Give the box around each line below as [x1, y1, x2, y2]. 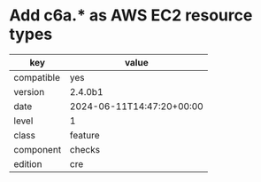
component [13, 143, 62, 155]
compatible [13, 71, 60, 83]
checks [69, 143, 100, 155]
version [13, 85, 45, 98]
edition [13, 157, 42, 170]
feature [69, 129, 100, 141]
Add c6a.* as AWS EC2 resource [9, 5, 253, 26]
